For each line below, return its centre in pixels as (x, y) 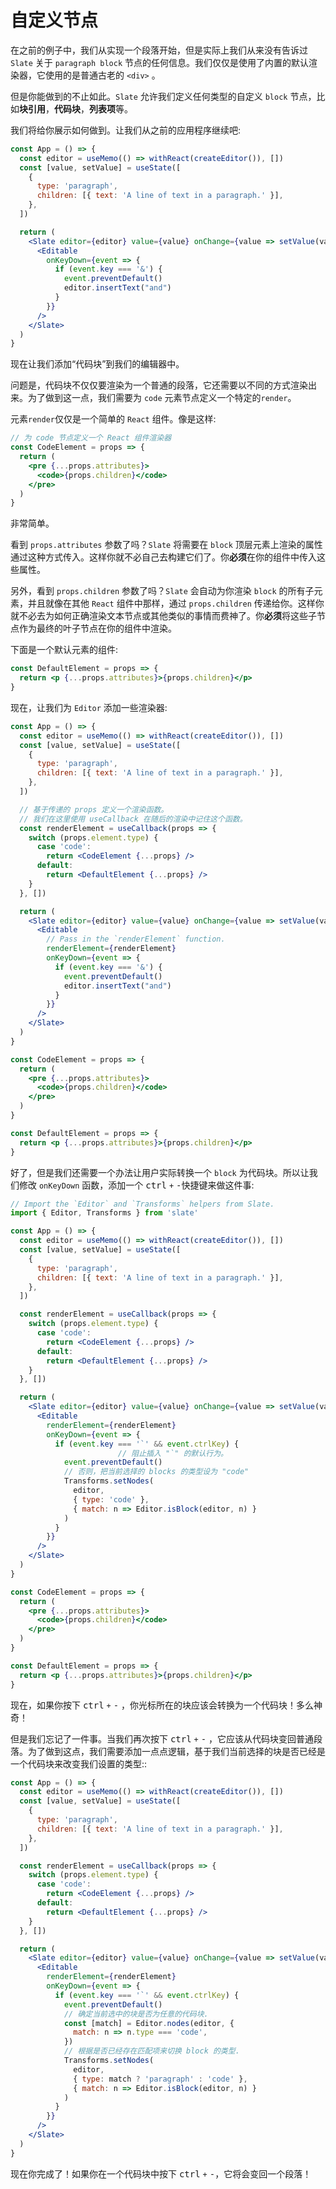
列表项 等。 (111, 108)
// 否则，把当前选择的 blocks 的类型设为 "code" (156, 1472)
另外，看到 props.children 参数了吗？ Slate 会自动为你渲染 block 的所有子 (162, 591)
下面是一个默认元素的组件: (64, 650)
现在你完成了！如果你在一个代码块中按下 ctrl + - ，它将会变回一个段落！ (161, 2173)
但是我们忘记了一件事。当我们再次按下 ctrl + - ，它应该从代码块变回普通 (162, 1738)
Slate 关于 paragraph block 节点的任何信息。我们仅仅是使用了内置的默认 (159, 62)
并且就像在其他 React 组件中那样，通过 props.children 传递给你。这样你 (176, 603)
